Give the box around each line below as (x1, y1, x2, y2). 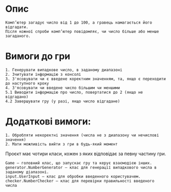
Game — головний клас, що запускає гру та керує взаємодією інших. (5, 160, 153, 165)
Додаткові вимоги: (5, 116, 91, 127)
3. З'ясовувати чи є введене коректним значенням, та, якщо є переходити (5, 76, 166, 81)
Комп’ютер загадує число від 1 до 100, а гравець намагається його (5, 20, 153, 25)
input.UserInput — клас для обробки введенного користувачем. (5, 174, 141, 179)
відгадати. (5, 24, 29, 30)
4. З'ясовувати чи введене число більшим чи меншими (5, 85, 120, 90)
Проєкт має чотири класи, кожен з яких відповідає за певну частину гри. (5, 151, 166, 157)
